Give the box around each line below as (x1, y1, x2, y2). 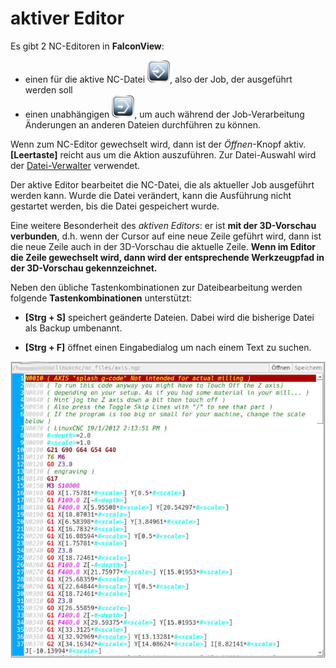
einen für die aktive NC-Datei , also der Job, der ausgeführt (24, 73, 293, 85)
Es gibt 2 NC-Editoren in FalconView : (10, 40, 165, 52)
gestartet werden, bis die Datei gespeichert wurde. (10, 200, 220, 212)
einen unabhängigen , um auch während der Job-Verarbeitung (24, 108, 305, 120)
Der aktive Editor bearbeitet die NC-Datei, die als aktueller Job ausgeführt (10, 178, 315, 191)
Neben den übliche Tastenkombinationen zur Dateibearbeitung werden (10, 281, 303, 293)
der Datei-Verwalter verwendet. (10, 159, 141, 171)
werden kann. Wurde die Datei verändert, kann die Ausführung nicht (10, 189, 292, 201)
